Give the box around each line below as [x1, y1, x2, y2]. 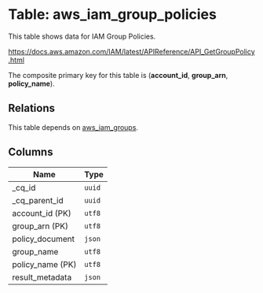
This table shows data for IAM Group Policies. [8, 32, 156, 41]
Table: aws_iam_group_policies [8, 6, 217, 24]
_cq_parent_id [12, 195, 64, 206]
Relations [8, 102, 56, 115]
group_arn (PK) [12, 221, 69, 232]
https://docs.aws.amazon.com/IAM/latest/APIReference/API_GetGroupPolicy [8, 46, 255, 56]
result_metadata [12, 272, 72, 283]
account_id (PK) [12, 207, 72, 218]
